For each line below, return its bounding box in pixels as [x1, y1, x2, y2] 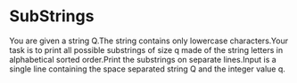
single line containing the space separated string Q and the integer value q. [9, 64, 285, 74]
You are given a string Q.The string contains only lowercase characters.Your [9, 35, 288, 46]
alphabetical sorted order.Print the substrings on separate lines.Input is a [9, 54, 276, 64]
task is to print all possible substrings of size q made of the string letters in [9, 44, 284, 55]
